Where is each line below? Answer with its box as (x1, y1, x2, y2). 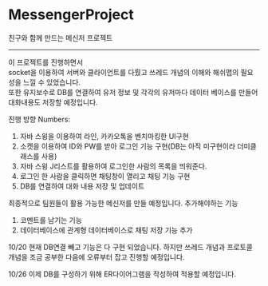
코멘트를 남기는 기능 (19, 215, 82, 224)
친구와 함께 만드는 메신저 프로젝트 (8, 33, 113, 42)
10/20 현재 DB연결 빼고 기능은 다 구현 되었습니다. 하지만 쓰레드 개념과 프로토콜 (8, 242, 253, 252)
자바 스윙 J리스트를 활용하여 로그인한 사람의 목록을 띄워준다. (19, 161, 207, 171)
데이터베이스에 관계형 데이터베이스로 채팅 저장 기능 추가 (19, 225, 193, 235)
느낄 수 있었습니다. (22, 77, 81, 87)
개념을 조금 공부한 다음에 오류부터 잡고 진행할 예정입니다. (8, 252, 185, 261)
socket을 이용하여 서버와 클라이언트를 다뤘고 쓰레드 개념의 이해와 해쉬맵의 (8, 67, 239, 77)
